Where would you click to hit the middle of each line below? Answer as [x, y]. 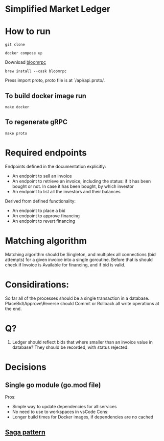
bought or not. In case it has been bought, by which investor [73, 186]
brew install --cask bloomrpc [36, 71]
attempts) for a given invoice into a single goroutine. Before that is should [79, 259]
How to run [28, 32]
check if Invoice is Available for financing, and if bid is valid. [65, 265]
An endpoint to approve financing [46, 216]
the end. [13, 309]
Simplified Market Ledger [58, 9]
